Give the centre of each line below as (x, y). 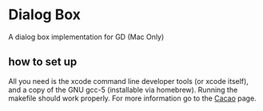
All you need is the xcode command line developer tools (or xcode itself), (129, 81)
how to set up (43, 62)
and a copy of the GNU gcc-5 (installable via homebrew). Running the (123, 89)
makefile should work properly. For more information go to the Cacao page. (133, 98)
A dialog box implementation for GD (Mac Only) (86, 37)
